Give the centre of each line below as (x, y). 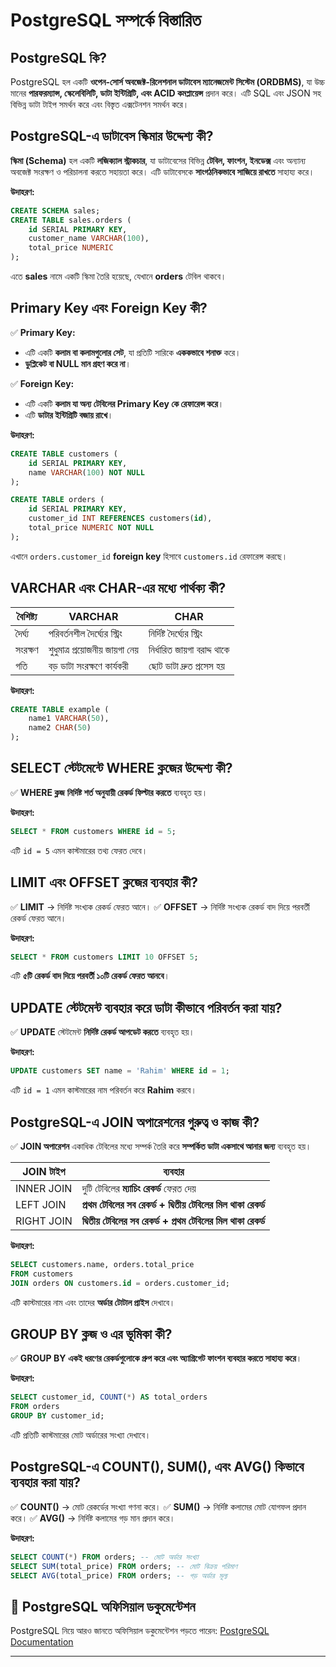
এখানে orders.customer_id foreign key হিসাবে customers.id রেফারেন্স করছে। (149, 556)
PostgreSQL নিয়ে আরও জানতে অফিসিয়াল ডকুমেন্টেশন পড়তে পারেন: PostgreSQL (140, 1631)
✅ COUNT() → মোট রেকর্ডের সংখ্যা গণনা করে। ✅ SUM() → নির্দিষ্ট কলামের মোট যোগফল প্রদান (158, 1506)
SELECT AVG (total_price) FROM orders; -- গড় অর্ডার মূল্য (119, 1575)
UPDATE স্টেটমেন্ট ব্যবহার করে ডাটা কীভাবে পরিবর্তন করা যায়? (146, 1007)
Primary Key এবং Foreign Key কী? (109, 308)
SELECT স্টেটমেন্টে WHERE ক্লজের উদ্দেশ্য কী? (121, 768)
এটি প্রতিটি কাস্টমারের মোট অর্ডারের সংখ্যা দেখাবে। (81, 1435)
